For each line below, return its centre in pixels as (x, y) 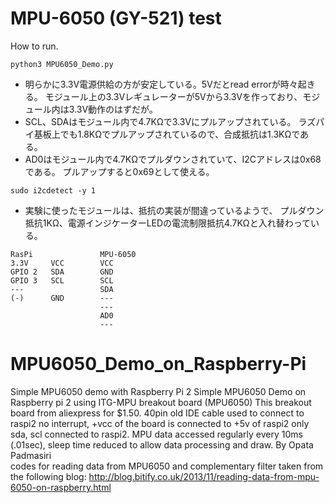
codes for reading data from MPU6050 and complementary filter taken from (167, 466)
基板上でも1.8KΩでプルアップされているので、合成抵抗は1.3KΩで (167, 134)
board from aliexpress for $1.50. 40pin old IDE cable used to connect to (157, 413)
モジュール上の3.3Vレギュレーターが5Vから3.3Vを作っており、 (173, 96)
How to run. (34, 46)
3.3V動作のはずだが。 (113, 109)
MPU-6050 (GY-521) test (116, 18)
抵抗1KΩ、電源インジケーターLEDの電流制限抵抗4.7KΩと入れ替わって (167, 223)
